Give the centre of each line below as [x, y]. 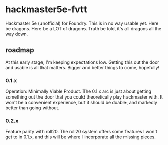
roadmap [20, 50]
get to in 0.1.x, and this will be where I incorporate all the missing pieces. [80, 137]
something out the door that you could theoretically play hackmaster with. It [84, 97]
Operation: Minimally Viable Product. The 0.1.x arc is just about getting [78, 91]
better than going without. [32, 108]
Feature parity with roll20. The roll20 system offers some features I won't [81, 132]
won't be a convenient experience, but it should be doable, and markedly [81, 103]
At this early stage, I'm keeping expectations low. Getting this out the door [82, 62]
